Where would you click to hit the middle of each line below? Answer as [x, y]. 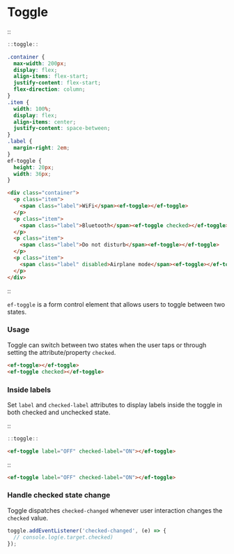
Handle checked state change [59, 495]
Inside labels [29, 390]
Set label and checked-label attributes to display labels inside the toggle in [115, 404]
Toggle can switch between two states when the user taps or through [107, 345]
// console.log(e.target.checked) [63, 537]
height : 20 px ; [34, 167]
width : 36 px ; [32, 174]
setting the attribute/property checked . [62, 352]
